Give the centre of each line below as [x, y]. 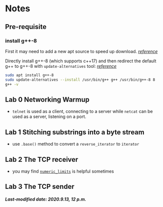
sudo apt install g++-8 [30, 75]
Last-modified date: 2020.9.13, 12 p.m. [46, 199]
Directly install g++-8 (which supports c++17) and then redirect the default [81, 61]
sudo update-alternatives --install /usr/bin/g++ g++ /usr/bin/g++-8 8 [80, 80]
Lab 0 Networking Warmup [47, 100]
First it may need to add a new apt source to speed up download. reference [81, 51]
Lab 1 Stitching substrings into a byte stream [75, 132]
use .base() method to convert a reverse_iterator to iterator [76, 144]
